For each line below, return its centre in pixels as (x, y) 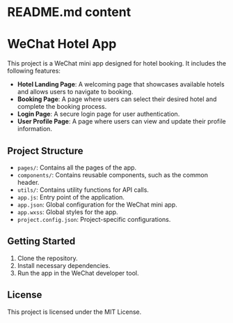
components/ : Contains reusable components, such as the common (113, 174)
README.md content (69, 12)
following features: (34, 71)
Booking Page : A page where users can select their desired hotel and (117, 99)
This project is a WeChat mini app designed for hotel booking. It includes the (117, 63)
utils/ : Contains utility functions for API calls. (83, 190)
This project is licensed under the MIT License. (74, 312)
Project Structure (45, 151)
